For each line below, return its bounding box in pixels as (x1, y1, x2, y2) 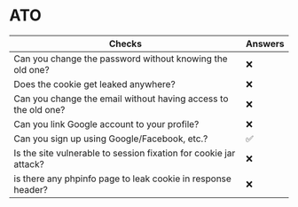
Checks (108, 37, 142, 50)
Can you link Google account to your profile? (13, 117, 200, 130)
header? (13, 183, 49, 195)
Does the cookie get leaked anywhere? (13, 77, 176, 90)
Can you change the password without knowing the (13, 52, 228, 65)
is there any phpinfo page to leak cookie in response (13, 172, 232, 185)
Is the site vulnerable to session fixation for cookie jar (13, 147, 236, 159)
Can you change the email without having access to (13, 92, 229, 105)
